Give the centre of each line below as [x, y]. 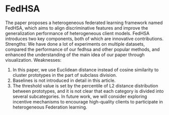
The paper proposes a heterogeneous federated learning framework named [84, 23]
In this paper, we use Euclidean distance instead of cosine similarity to [86, 70]
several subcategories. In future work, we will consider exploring [80, 96]
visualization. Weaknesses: [33, 60]
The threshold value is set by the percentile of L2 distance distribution [85, 85]
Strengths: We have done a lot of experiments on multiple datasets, [75, 44]
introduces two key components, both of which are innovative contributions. [84, 39]
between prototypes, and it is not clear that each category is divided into [88, 91]
